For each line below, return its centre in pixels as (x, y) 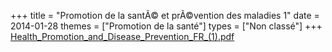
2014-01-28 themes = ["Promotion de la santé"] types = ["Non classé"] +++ (166, 26)
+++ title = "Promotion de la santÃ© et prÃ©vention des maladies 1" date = (165, 15)
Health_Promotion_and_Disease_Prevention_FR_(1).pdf (122, 36)
